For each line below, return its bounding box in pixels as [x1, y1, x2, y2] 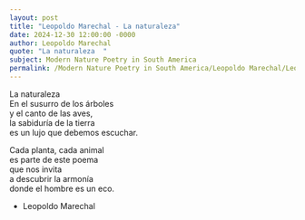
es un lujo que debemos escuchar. [9, 127, 139, 138]
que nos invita [9, 164, 63, 175]
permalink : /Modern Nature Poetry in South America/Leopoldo [9, 64, 246, 73]
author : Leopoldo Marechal [9, 38, 112, 48]
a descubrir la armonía [9, 173, 93, 184]
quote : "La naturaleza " [9, 47, 107, 56]
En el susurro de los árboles [9, 98, 114, 109]
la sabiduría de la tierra [9, 117, 95, 128]
